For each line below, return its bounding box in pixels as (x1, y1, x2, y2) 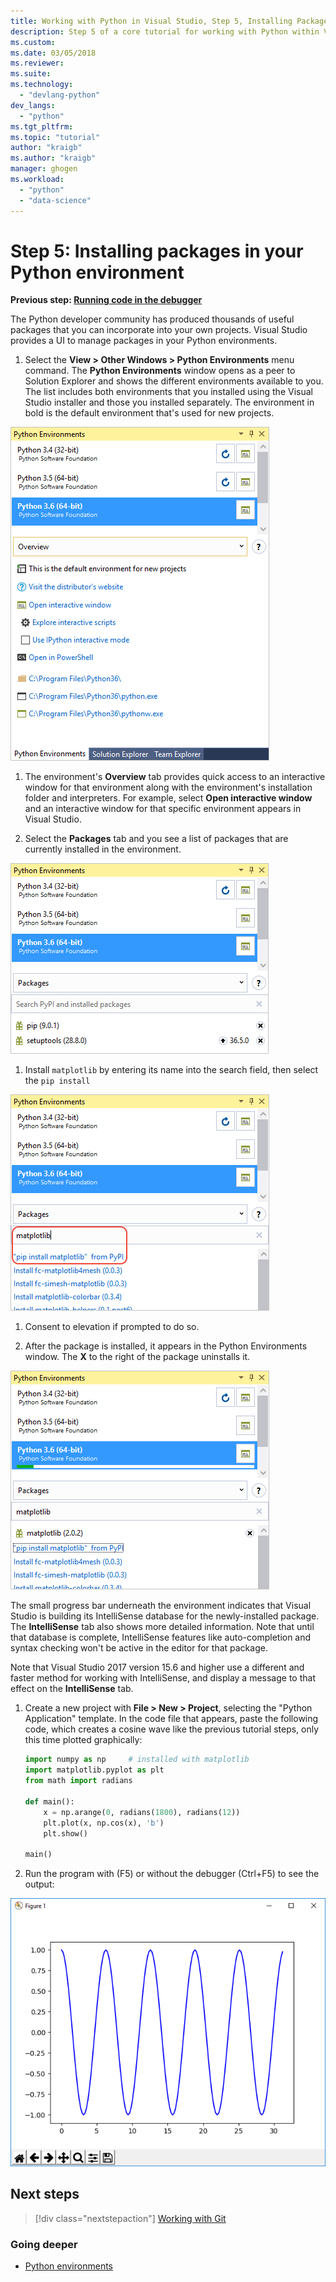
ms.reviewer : (10, 58, 65, 69)
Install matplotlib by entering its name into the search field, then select (24, 1064, 319, 1076)
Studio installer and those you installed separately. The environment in (24, 396, 315, 409)
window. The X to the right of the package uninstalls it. (24, 1351, 251, 1363)
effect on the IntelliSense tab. (10, 1683, 134, 1695)
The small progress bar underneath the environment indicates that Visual (10, 1600, 312, 1612)
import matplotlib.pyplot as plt (24, 1765, 165, 1775)
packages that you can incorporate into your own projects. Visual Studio (10, 324, 308, 336)
